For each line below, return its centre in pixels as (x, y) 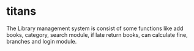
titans (21, 11)
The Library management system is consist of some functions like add (95, 28)
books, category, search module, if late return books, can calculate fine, (97, 34)
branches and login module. (42, 41)
